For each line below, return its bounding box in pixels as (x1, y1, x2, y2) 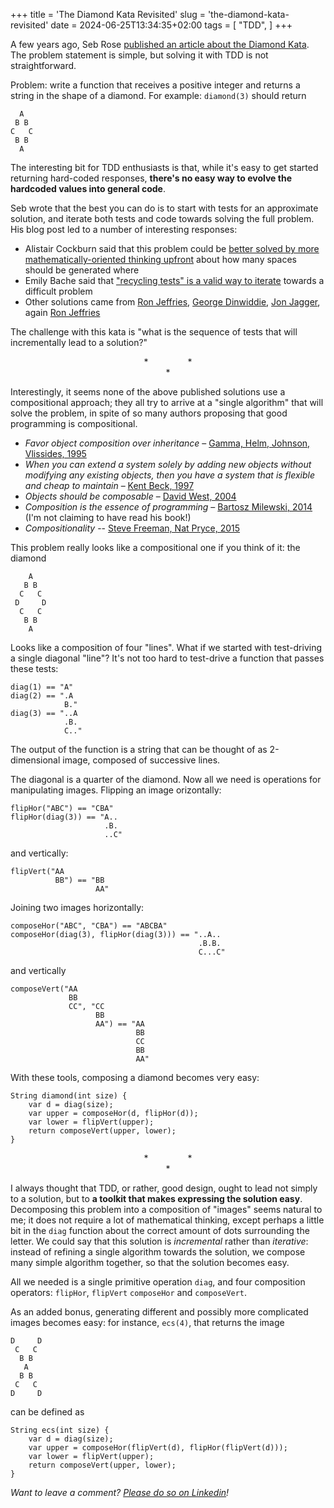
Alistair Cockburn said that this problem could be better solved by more (24, 243, 320, 254)
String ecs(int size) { (10, 1425, 110, 1435)
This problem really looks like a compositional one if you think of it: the (10, 542, 301, 553)
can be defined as (10, 1406, 85, 1418)
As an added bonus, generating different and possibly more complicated (10, 1306, 309, 1318)
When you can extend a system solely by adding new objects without (24, 459, 312, 470)
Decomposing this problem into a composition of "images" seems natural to (10, 1204, 323, 1215)
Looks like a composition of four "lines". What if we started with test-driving (10, 642, 323, 653)
